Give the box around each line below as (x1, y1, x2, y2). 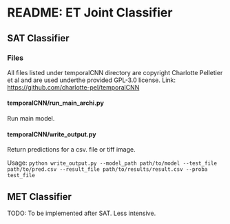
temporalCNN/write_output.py (7, 130, 96, 139)
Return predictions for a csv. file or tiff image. (7, 145, 136, 154)
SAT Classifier (7, 32, 70, 44)
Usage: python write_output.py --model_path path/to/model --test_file (7, 159, 218, 167)
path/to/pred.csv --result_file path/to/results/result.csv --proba (7, 166, 208, 173)
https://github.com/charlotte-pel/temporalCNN (7, 83, 140, 91)
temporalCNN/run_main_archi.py (7, 99, 105, 108)
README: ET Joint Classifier (7, 5, 173, 21)
